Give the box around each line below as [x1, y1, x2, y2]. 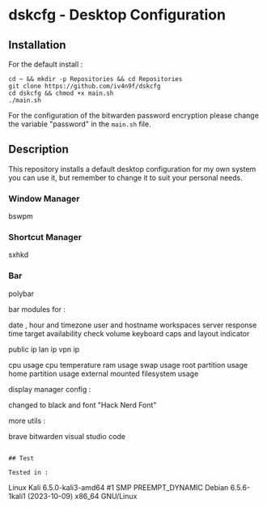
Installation [8, 38, 66, 52]
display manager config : [8, 384, 91, 394]
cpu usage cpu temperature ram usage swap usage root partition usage [8, 360, 248, 369]
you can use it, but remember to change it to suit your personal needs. [8, 173, 243, 182]
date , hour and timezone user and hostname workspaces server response [8, 320, 257, 330]
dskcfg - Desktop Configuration [8, 6, 227, 24]
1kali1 [8, 491, 26, 501]
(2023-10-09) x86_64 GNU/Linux [27, 491, 138, 501]
